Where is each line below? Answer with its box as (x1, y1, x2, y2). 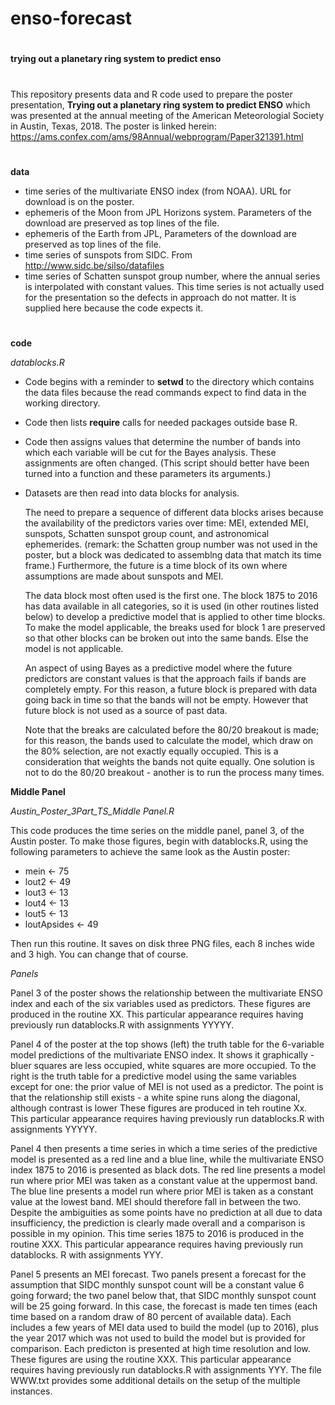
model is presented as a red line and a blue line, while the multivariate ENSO (10, 1153, 325, 1165)
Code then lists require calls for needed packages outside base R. (24, 416, 298, 428)
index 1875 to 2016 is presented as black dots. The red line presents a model (10, 1163, 326, 1176)
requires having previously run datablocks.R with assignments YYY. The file (10, 1363, 322, 1376)
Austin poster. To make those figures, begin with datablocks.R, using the (10, 835, 309, 847)
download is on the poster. (24, 195, 135, 207)
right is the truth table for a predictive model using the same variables (10, 1070, 297, 1082)
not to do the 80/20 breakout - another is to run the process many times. (24, 766, 325, 778)
